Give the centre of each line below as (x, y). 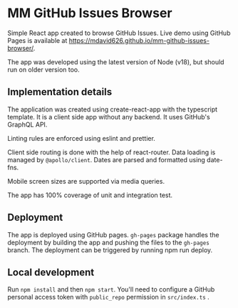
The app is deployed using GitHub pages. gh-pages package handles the (113, 234)
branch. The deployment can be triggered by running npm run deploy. (110, 250)
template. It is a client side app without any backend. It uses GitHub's (109, 116)
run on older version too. (43, 69)
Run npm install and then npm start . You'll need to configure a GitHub (111, 289)
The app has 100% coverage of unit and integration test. (90, 195)
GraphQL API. (27, 124)
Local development (51, 272)
